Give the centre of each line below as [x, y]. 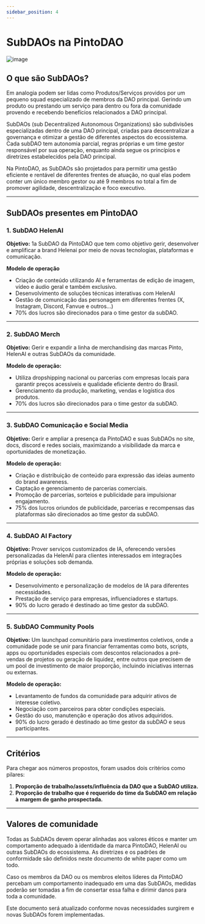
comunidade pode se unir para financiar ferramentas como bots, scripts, [98, 646]
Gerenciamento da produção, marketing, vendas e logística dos [95, 391]
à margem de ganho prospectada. [59, 799]
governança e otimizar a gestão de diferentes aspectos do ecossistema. [97, 137]
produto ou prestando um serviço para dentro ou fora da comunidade [94, 106]
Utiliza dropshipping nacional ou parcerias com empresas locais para [102, 378]
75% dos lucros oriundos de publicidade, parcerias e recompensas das [105, 507]
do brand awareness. [42, 482]
